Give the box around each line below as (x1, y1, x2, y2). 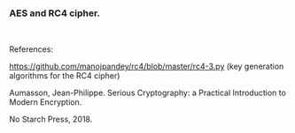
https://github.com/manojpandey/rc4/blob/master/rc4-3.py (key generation (9, 61, 284, 72)
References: (9, 44, 53, 55)
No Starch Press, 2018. (9, 114, 93, 125)
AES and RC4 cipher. (9, 7, 100, 19)
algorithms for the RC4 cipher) (9, 70, 120, 81)
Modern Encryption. (9, 97, 82, 107)
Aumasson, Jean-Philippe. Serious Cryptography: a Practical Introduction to (9, 87, 286, 99)
